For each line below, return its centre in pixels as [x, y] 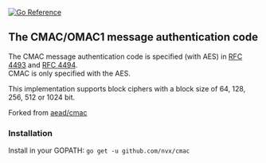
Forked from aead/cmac [48, 112]
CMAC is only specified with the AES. [70, 73]
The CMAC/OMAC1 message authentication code [133, 37]
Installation [31, 133]
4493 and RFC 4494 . [43, 64]
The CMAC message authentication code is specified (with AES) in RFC [125, 56]
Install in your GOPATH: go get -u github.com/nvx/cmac [99, 150]
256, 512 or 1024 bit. [42, 97]
